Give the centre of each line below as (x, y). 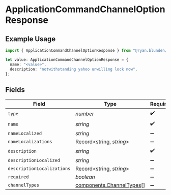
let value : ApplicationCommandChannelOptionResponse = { (67, 59)
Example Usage (31, 39)
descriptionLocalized (34, 160)
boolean (85, 177)
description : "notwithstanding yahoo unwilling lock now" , (74, 69)
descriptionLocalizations (39, 169)
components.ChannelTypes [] (110, 185)
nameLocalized (25, 134)
